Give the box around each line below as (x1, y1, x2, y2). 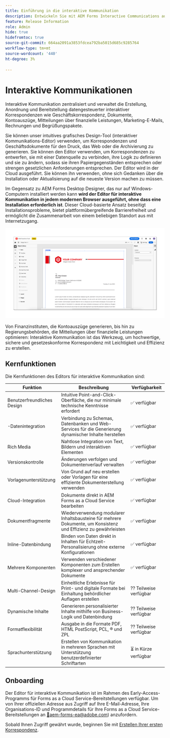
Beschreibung (78, 384, 109, 391)
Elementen (61, 449, 83, 455)
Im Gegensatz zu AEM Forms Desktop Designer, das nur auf (5, 186, 131, 192)
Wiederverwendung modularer (61, 510, 125, 516)
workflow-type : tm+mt (5, 46, 51, 51)
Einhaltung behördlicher (61, 590, 111, 597)
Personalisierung (61, 544, 97, 550)
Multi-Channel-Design (7, 588, 56, 594)
